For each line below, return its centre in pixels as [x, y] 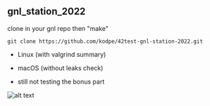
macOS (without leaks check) [60, 68]
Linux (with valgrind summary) [62, 54]
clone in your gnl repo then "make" [58, 28]
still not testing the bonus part [61, 81]
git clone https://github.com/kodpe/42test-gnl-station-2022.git [105, 41]
